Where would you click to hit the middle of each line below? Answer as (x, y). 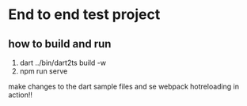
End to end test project (84, 15)
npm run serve (44, 71)
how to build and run (60, 44)
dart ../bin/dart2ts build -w (63, 62)
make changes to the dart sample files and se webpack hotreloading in (124, 86)
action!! (21, 95)
